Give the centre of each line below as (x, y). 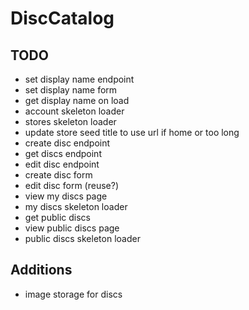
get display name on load (77, 100)
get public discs (57, 217)
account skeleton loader (74, 111)
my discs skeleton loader (76, 206)
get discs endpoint (63, 153)
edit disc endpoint (62, 164)
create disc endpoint (67, 143)
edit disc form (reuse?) (71, 185)
